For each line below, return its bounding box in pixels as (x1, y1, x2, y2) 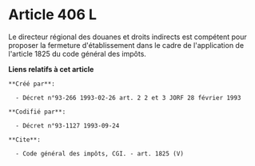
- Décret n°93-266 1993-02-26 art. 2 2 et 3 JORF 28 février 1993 (15, 93, 241, 101)
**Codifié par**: (8, 108, 66, 116)
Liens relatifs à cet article (8, 64, 94, 73)
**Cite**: (8, 136, 42, 144)
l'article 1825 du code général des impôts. (8, 49, 146, 58)
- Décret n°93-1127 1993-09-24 (15, 121, 120, 129)
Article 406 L (8, 6, 98, 24)
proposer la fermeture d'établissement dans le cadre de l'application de (8, 40, 245, 49)
